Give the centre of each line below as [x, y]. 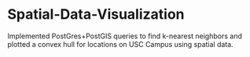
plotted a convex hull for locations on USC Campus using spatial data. [120, 44]
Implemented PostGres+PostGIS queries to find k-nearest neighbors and [125, 36]
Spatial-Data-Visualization [96, 14]
